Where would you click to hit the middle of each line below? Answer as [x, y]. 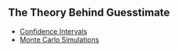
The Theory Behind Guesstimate [89, 13]
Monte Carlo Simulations [59, 39]
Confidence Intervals [53, 31]
